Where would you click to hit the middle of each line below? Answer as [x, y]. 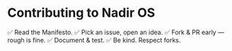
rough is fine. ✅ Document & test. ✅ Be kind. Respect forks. [94, 40]
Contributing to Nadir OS [81, 13]
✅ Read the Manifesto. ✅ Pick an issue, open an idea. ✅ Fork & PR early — [116, 32]
